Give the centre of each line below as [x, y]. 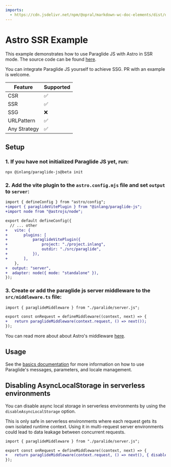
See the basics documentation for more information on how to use [75, 364]
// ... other [24, 225]
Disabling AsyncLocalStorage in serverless [75, 386]
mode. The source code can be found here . [51, 60]
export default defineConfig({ [38, 221]
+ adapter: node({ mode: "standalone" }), [52, 273]
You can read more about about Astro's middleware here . [65, 336]
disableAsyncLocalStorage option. [41, 411]
